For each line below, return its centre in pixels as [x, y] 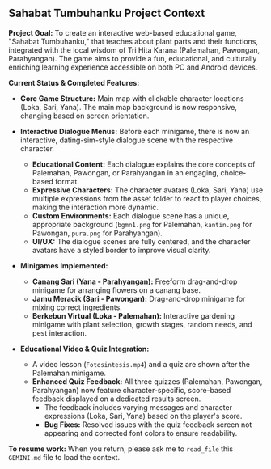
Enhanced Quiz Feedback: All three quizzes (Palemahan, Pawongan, [147, 381]
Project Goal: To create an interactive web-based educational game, [123, 32]
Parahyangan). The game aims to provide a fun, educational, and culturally [133, 58]
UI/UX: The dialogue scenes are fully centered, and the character [141, 241]
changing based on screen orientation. [85, 116]
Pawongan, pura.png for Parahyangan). [97, 233]
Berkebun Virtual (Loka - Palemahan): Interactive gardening [133, 315]
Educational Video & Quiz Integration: [85, 349]
